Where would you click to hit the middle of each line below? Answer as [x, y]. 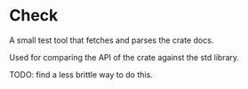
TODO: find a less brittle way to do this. [81, 74]
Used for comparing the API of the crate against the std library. [124, 57]
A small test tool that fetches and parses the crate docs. [112, 40]
